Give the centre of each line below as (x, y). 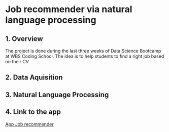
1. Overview (24, 39)
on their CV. (18, 61)
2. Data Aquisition (34, 78)
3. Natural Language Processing (57, 95)
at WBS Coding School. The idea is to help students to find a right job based (85, 56)
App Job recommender (30, 124)
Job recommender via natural (69, 9)
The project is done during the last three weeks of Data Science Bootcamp (83, 51)
